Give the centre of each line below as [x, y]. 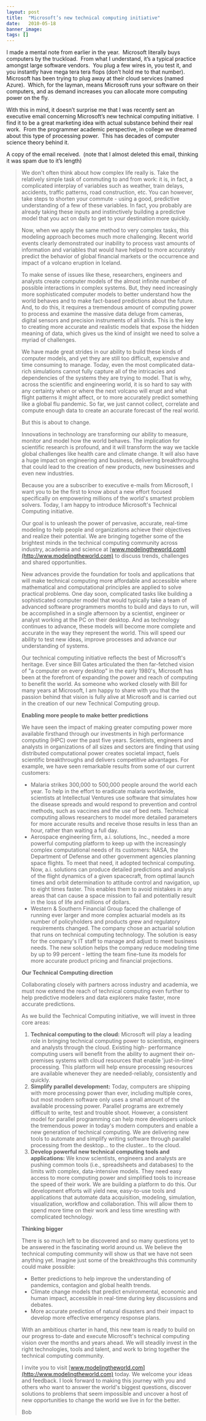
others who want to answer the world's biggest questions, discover [106, 1387]
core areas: [36, 1023]
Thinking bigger [42, 1229]
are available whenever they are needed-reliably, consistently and [114, 1074]
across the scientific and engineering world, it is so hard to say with [107, 385]
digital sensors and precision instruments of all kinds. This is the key [108, 320]
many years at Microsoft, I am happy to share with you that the [100, 690]
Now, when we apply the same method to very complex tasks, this [105, 230]
